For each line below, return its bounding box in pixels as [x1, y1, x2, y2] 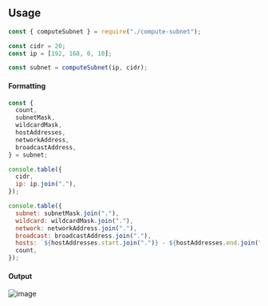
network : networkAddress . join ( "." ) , [15, 224, 137, 232]
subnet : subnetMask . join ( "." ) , [15, 209, 120, 217]
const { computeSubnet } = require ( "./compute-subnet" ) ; [8, 27, 202, 35]
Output [8, 271, 33, 280]
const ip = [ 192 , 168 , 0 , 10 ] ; [8, 50, 112, 58]
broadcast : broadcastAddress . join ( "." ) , [15, 232, 152, 240]
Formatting [8, 81, 46, 90]
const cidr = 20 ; [8, 42, 66, 50]
